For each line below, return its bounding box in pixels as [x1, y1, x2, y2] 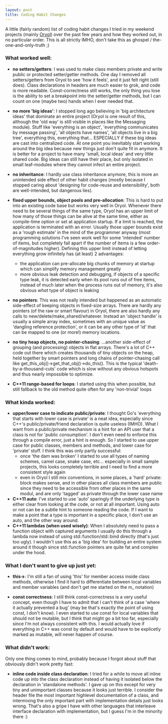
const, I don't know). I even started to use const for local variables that [12, 610, 159, 616]
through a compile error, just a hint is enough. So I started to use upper [12, 437, 159, 443]
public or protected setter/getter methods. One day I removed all [12, 71, 146, 77]
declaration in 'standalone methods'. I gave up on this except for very [12, 681, 156, 687]
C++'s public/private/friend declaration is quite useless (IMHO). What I [12, 421, 159, 427]
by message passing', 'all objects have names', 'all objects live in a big [12, 129, 158, 135]
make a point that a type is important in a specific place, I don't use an [12, 512, 158, 518]
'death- [142, 360, 158, 366]
